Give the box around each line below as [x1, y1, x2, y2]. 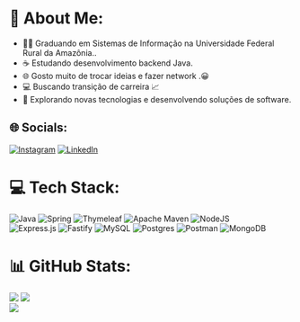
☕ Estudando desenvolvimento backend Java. [22, 58, 193, 68]
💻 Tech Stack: [9, 177, 120, 197]
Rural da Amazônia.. [22, 47, 97, 58]
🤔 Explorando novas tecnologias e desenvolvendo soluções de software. [22, 94, 292, 104]
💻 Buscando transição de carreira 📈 [22, 81, 160, 92]
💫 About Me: [9, 8, 104, 29]
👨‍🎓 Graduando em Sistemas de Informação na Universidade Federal [22, 38, 275, 49]
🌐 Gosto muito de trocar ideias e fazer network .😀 [22, 70, 209, 81]
